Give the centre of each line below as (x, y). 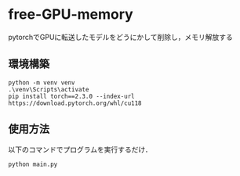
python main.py (33, 164)
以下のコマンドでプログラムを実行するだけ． (80, 149)
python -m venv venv (42, 83)
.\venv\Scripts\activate (49, 89)
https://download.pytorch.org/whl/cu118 (75, 103)
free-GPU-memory (71, 14)
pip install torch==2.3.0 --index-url (71, 96)
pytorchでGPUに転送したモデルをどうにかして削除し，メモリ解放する (120, 37)
